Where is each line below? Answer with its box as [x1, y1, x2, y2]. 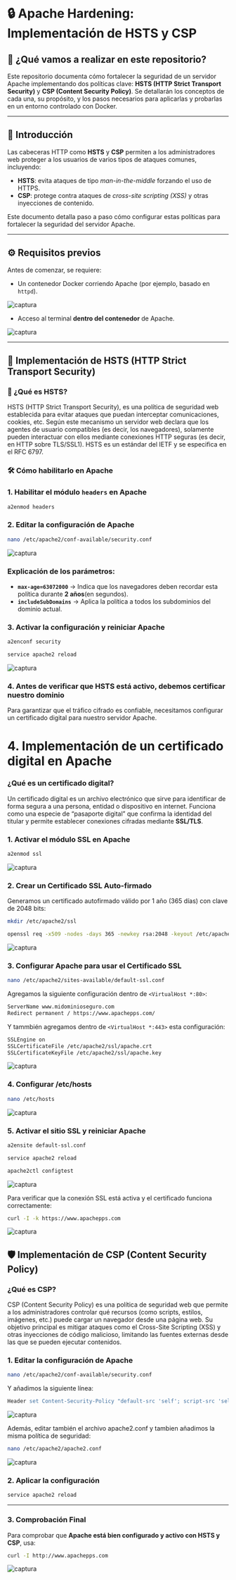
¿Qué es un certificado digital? [7, 778, 114, 788]
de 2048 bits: [7, 904, 46, 913]
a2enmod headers [7, 503, 55, 511]
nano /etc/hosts [7, 1095, 55, 1102]
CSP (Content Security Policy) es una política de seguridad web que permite [7, 1300, 228, 1309]
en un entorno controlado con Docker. [7, 102, 118, 110]
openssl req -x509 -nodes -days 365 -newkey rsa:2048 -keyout [7, 931, 193, 938]
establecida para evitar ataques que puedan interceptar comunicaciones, [7, 410, 219, 419]
